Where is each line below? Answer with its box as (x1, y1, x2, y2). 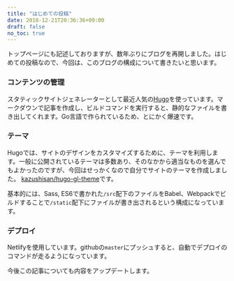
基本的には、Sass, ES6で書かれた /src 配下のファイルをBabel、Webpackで (7, 189, 221, 197)
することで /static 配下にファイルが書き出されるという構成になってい (19, 198, 219, 206)
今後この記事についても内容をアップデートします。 (7, 266, 154, 275)
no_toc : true (7, 29, 45, 37)
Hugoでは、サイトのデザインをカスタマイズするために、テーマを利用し (7, 148, 212, 157)
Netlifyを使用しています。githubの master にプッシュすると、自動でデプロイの (7, 243, 228, 252)
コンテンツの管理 (7, 77, 65, 87)
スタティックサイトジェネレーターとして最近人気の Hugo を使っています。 (7, 95, 218, 103)
